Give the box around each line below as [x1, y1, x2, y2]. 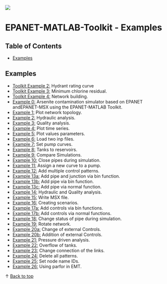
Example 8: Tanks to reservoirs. [12, 146, 77, 152]
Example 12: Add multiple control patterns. [12, 167, 100, 173]
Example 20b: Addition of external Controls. [12, 231, 103, 237]
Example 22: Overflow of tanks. [12, 242, 77, 248]
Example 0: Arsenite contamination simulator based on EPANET [12, 98, 143, 104]
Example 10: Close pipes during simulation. [12, 157, 101, 163]
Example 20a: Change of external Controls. [12, 226, 101, 232]
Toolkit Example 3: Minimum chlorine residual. [12, 88, 107, 94]
